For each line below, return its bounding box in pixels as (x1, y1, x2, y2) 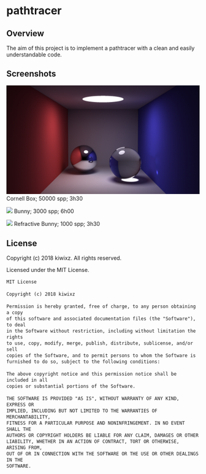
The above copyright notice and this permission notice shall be (6, 371, 177, 378)
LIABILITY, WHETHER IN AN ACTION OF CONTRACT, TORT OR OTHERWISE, (6, 438, 180, 445)
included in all (6, 377, 48, 384)
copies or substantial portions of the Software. (6, 383, 136, 390)
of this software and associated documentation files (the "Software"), (6, 316, 196, 322)
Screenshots (6, 69, 56, 79)
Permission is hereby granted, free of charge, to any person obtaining (6, 303, 196, 310)
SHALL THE (6, 426, 32, 433)
